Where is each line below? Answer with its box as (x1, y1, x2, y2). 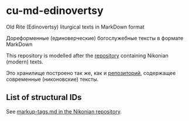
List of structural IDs (6, 92, 82, 102)
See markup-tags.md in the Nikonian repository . (6, 108, 122, 115)
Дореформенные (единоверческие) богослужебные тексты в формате (6, 34, 184, 41)
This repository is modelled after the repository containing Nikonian (6, 52, 169, 59)
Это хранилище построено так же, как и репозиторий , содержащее (6, 69, 176, 76)
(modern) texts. (6, 58, 44, 65)
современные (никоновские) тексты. (6, 76, 99, 83)
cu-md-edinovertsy (6, 4, 104, 17)
